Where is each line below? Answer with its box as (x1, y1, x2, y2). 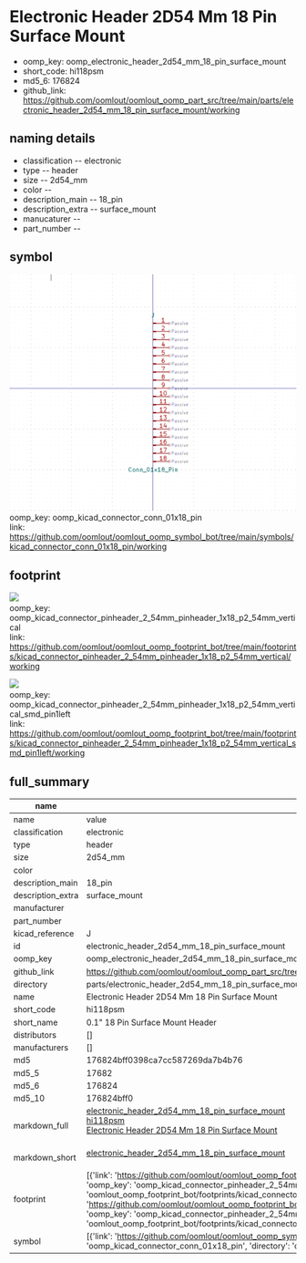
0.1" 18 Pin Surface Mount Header (86, 1017, 217, 1028)
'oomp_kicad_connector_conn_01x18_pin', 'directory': (86, 1240, 291, 1251)
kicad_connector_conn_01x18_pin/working (9, 541, 167, 553)
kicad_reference (13, 927, 75, 938)
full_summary (9, 773, 90, 790)
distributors (13, 1029, 57, 1040)
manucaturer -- (22, 212, 81, 224)
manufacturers (13, 1042, 69, 1053)
